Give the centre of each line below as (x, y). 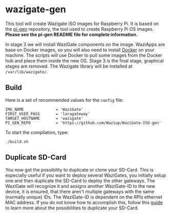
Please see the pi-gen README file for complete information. (71, 34)
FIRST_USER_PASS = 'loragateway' (48, 114)
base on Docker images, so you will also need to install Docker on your (80, 50)
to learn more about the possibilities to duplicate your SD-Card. (72, 208)
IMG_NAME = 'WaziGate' (44, 109)
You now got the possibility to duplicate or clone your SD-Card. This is (79, 169)
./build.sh (17, 142)
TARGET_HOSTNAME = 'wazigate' (44, 118)
